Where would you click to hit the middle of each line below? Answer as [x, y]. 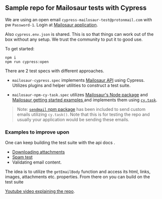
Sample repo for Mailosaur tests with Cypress [76, 8]
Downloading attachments [38, 152]
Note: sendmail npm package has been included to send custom [81, 109]
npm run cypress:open [27, 62]
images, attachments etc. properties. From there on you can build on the [78, 177]
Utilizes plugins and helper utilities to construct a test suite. [71, 85]
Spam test [22, 157]
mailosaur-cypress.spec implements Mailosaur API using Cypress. [78, 80]
